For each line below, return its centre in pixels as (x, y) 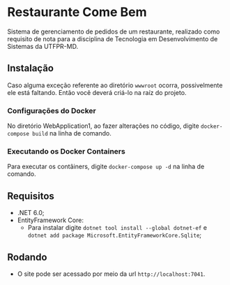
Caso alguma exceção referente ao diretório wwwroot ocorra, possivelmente (115, 85)
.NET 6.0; (31, 213)
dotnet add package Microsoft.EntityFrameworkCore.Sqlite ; (115, 235)
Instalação (31, 68)
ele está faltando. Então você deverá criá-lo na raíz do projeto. (97, 92)
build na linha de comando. (72, 133)
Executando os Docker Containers (66, 151)
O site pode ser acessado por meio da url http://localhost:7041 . (111, 274)
